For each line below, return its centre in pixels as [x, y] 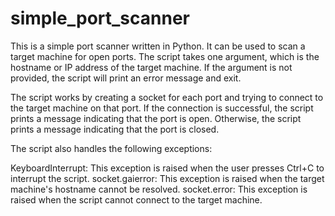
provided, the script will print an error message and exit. [126, 78]
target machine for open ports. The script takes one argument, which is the [165, 56]
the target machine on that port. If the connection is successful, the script [162, 108]
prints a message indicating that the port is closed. [115, 129]
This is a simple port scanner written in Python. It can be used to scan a [158, 46]
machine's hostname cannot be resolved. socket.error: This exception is [159, 189]
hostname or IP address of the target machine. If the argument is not [151, 67]
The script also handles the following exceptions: [111, 148]
